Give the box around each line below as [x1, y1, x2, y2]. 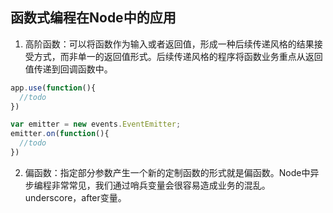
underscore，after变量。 [24, 191, 127, 203]
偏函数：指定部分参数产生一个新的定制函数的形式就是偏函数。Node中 [24, 166, 311, 178]
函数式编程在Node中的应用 [10, 9, 177, 27]
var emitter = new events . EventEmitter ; [10, 119, 182, 130]
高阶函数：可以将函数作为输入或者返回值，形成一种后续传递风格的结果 [24, 38, 315, 50]
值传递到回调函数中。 [24, 63, 113, 75]
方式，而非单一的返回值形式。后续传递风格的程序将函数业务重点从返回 [33, 50, 323, 62]
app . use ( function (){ [10, 83, 97, 93]
